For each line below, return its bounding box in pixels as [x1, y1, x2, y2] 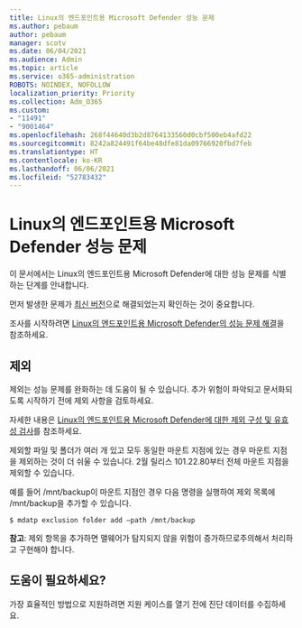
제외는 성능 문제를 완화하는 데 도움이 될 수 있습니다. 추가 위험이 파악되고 [9, 384, 261, 394]
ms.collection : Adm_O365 [9, 97, 103, 106]
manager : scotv [9, 38, 67, 48]
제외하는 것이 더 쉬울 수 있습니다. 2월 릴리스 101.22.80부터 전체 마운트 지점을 [18, 457, 289, 466]
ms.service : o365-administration [9, 72, 135, 81]
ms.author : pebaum [9, 22, 78, 31]
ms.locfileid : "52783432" [9, 172, 106, 181]
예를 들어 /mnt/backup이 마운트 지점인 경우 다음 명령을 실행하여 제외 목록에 [9, 486, 276, 497]
